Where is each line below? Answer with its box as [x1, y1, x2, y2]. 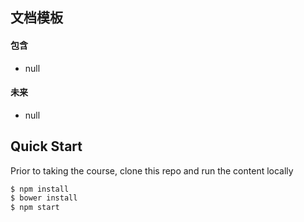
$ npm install [10, 184, 70, 194]
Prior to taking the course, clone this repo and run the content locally [10, 164, 294, 177]
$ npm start [10, 203, 60, 213]
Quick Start [10, 138, 83, 155]
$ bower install [10, 193, 78, 203]
